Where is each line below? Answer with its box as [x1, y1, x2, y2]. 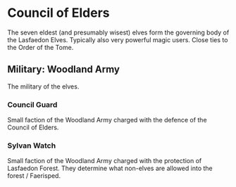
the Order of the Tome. [7, 43, 74, 51]
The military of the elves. [7, 82, 80, 91]
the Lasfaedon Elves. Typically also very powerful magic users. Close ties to [7, 35, 228, 44]
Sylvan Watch [7, 141, 56, 150]
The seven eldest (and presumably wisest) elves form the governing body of [7, 28, 230, 37]
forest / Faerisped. [7, 172, 61, 180]
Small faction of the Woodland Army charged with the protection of [7, 157, 202, 165]
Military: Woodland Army [7, 63, 120, 75]
